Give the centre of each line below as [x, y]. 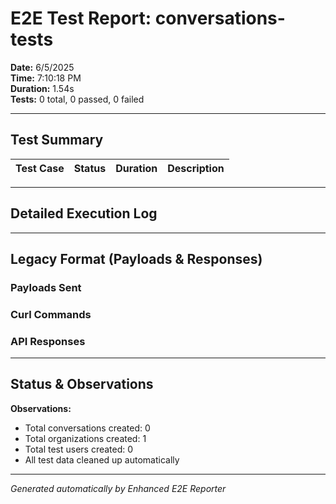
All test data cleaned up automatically [102, 459]
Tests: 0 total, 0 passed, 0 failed [77, 99]
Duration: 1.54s [42, 88]
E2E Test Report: [81, 18]
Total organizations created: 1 [85, 438]
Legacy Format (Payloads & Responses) [136, 258]
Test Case [40, 168]
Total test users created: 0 [79, 449]
